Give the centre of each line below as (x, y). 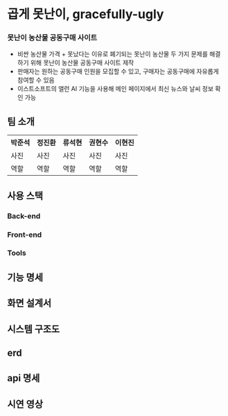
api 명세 (24, 378)
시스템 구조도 (34, 329)
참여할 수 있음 (36, 80)
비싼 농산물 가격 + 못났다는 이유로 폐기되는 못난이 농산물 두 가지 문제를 (112, 54)
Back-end (24, 216)
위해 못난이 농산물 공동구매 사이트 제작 (82, 63)
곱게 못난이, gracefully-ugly (86, 14)
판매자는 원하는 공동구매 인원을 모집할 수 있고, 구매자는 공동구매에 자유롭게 (118, 72)
